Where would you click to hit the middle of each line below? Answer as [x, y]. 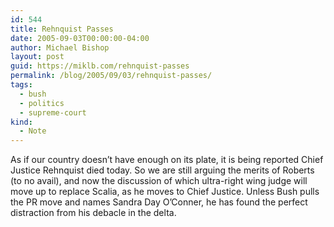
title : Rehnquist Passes [62, 29]
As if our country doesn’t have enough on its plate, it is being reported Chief [167, 160]
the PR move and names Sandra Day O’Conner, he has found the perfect [159, 202]
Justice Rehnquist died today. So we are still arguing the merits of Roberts [162, 170]
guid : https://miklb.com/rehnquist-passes [100, 66]
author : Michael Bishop [60, 47]
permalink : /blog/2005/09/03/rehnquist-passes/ [111, 76]
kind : [21, 122]
